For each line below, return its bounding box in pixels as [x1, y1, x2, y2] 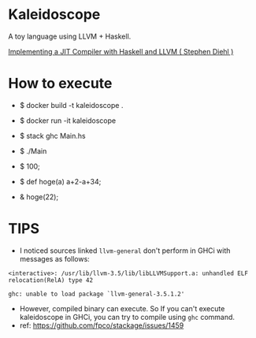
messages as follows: [19, 254, 91, 263]
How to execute [8, 75, 113, 92]
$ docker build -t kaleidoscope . [19, 100, 124, 110]
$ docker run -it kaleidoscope [19, 116, 117, 125]
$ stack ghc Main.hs [19, 131, 86, 140]
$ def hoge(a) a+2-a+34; [19, 176, 102, 186]
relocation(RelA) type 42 [8, 276, 93, 284]
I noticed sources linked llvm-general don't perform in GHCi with [19, 246, 231, 255]
